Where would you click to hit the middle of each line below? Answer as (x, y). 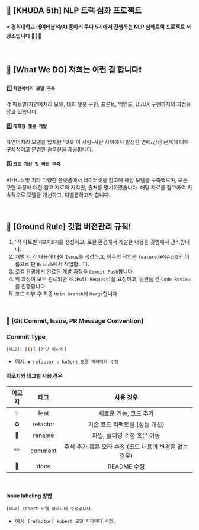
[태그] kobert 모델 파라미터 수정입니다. (50, 509)
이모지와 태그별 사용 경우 (34, 376)
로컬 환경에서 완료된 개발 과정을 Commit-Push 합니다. (74, 272)
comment (44, 451)
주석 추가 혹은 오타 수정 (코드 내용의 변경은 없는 (126, 447)
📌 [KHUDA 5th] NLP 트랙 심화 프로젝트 (74, 11)
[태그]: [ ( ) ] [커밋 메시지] (36, 349)
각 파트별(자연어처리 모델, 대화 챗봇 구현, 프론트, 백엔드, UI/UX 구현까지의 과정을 (99, 104)
